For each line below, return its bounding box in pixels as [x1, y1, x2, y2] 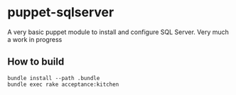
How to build [7, 56, 65, 68]
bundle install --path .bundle [7, 74, 100, 82]
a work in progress [7, 35, 63, 43]
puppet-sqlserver [7, 4, 114, 21]
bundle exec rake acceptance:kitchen [7, 81, 119, 88]
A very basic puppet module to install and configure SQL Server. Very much [7, 28, 230, 36]
